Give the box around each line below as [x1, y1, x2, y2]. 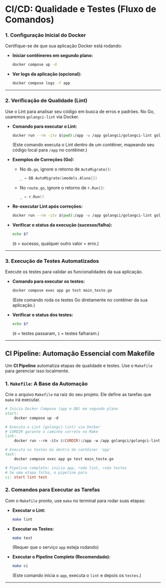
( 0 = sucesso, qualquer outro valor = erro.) [12, 240, 99, 246]
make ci [12, 564, 28, 569]
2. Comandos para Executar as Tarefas [5, 486, 100, 493]
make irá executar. [5, 397, 41, 403]
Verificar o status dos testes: [12, 312, 73, 318]
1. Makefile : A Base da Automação [5, 380, 88, 387]
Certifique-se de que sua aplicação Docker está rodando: [5, 43, 123, 49]
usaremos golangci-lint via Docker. [5, 114, 80, 119]
